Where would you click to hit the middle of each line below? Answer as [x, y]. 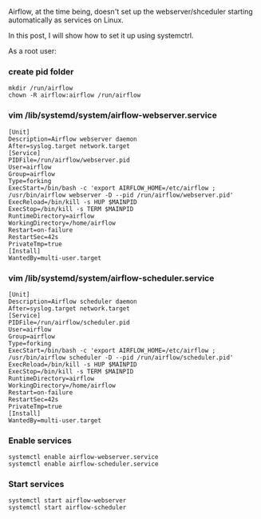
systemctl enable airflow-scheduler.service [83, 464]
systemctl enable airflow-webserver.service [83, 457]
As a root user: [33, 51]
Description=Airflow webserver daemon [73, 139]
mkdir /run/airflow [41, 88]
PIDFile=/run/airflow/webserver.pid [69, 160]
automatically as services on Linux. [66, 20]
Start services [36, 485]
